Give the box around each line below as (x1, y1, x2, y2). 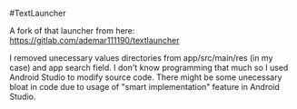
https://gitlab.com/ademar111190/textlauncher (9, 35, 180, 45)
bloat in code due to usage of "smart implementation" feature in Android (9, 82, 280, 92)
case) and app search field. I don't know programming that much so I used (9, 63, 289, 73)
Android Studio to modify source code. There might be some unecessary (9, 72, 282, 83)
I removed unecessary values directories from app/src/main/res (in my (9, 53, 273, 63)
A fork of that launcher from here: (9, 25, 135, 35)
